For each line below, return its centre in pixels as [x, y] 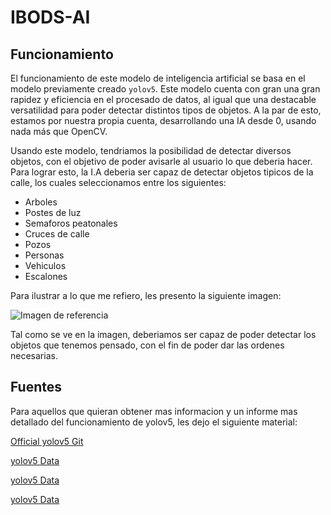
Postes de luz [53, 212]
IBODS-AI [50, 17]
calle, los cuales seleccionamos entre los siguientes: [118, 182]
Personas [44, 255]
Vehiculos [45, 265]
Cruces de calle [57, 234]
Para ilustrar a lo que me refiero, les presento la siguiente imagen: [146, 295]
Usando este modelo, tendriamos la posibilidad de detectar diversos [151, 150]
